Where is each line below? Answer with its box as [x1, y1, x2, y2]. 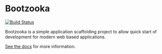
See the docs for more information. [5, 43, 76, 49]
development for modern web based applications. [5, 34, 106, 40]
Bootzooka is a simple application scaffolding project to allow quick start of [5, 28, 157, 34]
